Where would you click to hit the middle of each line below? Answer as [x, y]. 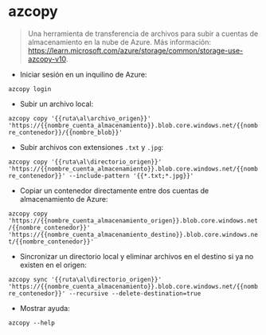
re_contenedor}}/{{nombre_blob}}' [66, 132]
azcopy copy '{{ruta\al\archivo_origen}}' [80, 118]
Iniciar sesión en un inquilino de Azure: [83, 74]
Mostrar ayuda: [45, 308]
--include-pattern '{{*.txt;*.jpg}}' [131, 175]
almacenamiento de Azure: [64, 199]
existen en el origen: [53, 265]
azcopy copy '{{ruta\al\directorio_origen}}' [85, 162]
